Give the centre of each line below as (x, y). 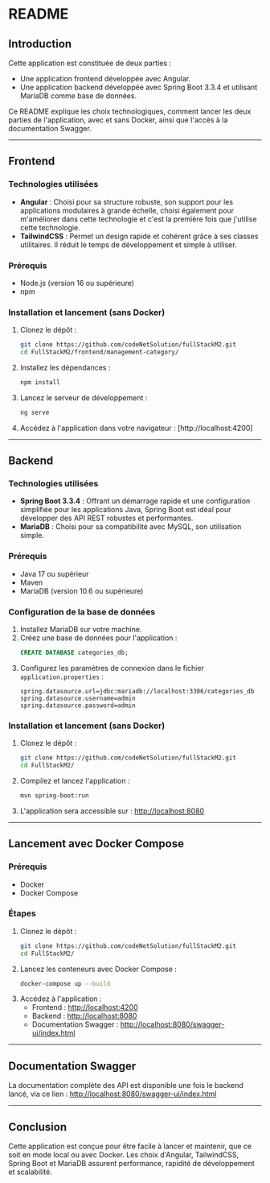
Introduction (40, 44)
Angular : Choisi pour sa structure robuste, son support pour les (127, 201)
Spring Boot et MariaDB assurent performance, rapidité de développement (131, 1164)
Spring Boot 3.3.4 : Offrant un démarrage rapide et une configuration (135, 501)
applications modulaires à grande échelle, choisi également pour (127, 210)
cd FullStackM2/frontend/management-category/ (99, 352)
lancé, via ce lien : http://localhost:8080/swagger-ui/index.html (112, 1094)
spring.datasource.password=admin (78, 705)
